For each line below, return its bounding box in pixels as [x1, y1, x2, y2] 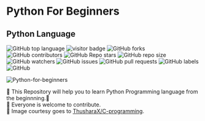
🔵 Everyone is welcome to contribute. [6, 101, 101, 108]
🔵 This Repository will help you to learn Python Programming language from [6, 88, 198, 95]
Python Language [6, 29, 75, 39]
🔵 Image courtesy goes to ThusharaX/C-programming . [6, 108, 144, 114]
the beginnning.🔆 [6, 95, 50, 101]
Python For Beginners [6, 4, 120, 18]
